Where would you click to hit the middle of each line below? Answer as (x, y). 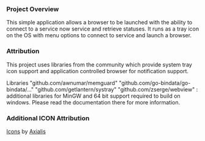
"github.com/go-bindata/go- (155, 83)
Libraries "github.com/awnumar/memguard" (62, 83)
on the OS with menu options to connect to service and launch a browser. (99, 35)
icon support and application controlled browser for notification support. (97, 71)
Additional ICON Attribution (48, 118)
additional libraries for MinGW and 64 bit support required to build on (93, 96)
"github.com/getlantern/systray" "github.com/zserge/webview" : (117, 89)
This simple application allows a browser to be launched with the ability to (99, 23)
